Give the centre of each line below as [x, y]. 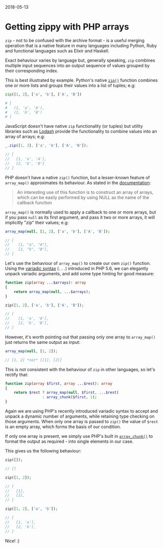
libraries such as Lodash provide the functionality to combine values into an [81, 131]
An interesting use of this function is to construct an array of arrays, [85, 192]
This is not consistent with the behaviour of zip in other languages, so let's [80, 369]
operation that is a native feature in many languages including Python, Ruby [81, 46]
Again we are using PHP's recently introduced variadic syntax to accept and [81, 411]
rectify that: [17, 375]
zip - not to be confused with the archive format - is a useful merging [75, 40]
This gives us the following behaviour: [43, 451]
